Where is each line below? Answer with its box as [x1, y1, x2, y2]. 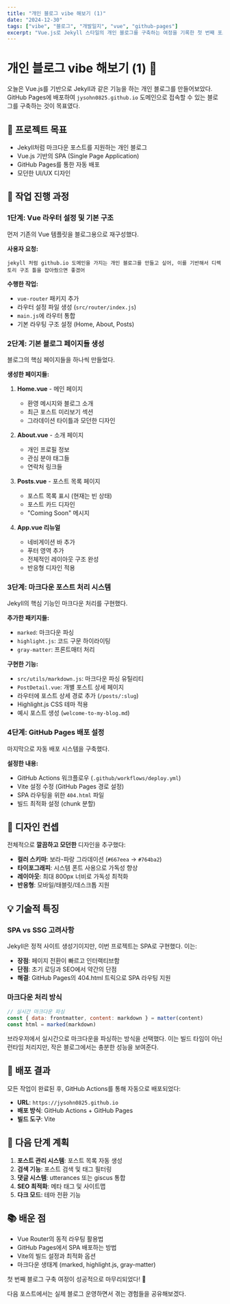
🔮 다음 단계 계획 [7, 1137, 70, 1149]
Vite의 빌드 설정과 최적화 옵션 [16, 1252, 96, 1260]
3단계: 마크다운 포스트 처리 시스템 [7, 582, 112, 592]
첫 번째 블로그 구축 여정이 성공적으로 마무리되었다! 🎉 [7, 1275, 146, 1283]
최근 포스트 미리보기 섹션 [27, 407, 94, 416]
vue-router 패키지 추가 [16, 294, 79, 302]
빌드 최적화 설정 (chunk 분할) [16, 799, 96, 807]
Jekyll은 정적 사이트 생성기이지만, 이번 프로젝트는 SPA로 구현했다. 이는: [7, 942, 197, 951]
